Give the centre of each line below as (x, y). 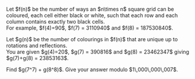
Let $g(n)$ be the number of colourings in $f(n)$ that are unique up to (92, 39)
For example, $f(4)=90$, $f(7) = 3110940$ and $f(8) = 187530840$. (90, 28)
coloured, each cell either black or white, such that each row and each (92, 15)
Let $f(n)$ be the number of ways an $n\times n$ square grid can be (90, 9)
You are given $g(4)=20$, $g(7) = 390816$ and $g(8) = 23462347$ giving (98, 52)
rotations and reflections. (37, 45)
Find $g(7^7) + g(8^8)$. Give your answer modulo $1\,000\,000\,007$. (92, 70)
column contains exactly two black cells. (56, 22)
